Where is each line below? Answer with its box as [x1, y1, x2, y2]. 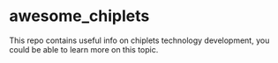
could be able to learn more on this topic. [9, 44, 159, 54]
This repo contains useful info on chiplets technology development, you [9, 35, 270, 45]
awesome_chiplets [9, 6, 150, 26]
